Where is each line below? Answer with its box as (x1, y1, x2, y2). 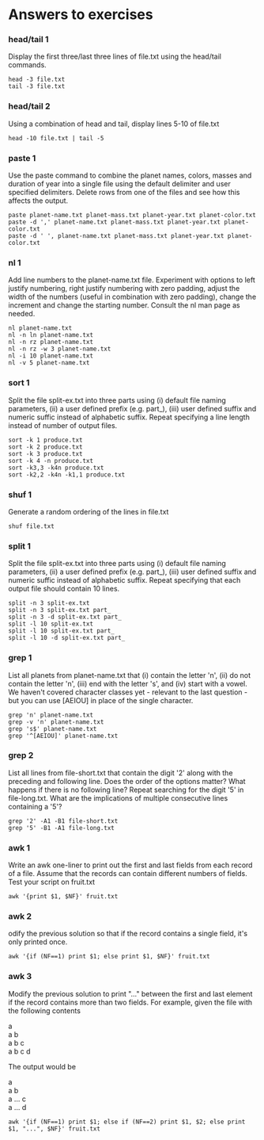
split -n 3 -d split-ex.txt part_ (8, 613, 123, 622)
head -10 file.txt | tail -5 (8, 134, 104, 142)
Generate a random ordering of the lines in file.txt (8, 507, 169, 516)
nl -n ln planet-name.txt (8, 331, 93, 339)
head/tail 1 (8, 34, 49, 45)
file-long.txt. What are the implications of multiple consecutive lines (8, 793, 228, 802)
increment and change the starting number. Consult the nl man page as (8, 300, 240, 310)
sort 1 (8, 377, 30, 388)
